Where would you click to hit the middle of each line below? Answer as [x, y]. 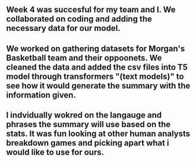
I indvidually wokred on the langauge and [84, 115]
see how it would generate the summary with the [98, 86]
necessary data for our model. [63, 28]
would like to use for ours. [55, 152]
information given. [41, 95]
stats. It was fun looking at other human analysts [98, 134]
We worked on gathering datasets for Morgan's [96, 48]
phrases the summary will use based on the [88, 124]
